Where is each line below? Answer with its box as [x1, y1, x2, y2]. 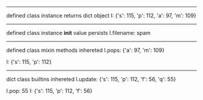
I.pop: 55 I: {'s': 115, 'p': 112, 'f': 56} [6, 87, 92, 94]
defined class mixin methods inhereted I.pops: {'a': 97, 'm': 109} [6, 46, 165, 54]
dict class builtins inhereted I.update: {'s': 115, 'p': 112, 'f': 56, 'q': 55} [6, 76, 176, 83]
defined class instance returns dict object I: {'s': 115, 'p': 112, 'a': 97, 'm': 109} [6, 12, 196, 19]
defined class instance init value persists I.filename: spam [6, 30, 151, 36]
